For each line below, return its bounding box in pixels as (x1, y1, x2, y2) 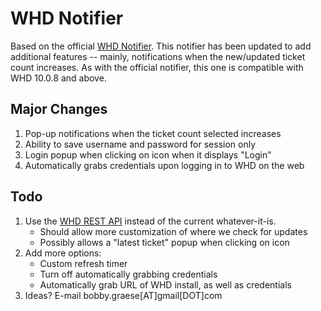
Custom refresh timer (39, 257, 128, 269)
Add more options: (24, 247, 102, 259)
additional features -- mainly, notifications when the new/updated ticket (10, 50, 306, 62)
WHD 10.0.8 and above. (10, 72, 107, 84)
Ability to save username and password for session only (24, 138, 257, 150)
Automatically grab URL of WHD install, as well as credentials (39, 278, 292, 291)
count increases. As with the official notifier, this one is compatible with (10, 61, 304, 73)
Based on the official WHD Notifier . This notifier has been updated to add (10, 40, 312, 52)
